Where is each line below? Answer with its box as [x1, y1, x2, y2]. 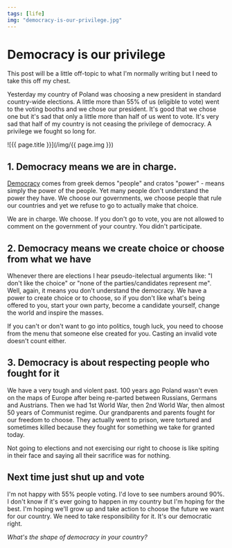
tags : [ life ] [7, 10, 45, 17]
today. [7, 430, 26, 438]
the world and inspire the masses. [7, 308, 104, 317]
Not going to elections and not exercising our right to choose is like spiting [7, 444, 220, 452]
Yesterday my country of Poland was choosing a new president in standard [7, 90, 222, 99]
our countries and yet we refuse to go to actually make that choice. [7, 201, 199, 210]
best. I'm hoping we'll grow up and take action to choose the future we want [7, 504, 224, 513]
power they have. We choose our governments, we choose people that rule [7, 194, 222, 202]
